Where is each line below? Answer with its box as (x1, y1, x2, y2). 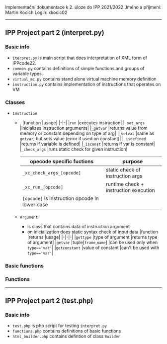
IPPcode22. (12, 60, 36, 66)
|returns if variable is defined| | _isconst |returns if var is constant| (19, 141, 155, 147)
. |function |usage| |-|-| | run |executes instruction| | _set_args (19, 119, 145, 126)
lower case (22, 201, 48, 208)
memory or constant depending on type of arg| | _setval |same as (19, 130, 155, 136)
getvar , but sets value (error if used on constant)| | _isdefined (19, 135, 146, 141)
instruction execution (106, 186, 155, 193)
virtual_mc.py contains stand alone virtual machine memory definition (12, 76, 157, 82)
